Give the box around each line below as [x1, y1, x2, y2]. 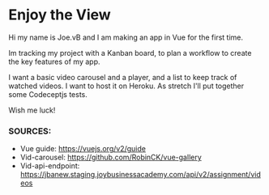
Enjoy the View [8, 6, 111, 24]
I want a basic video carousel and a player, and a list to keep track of [8, 72, 237, 82]
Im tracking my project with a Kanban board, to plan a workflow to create [8, 48, 252, 57]
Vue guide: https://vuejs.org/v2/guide [19, 144, 146, 154]
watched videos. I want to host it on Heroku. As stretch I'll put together [8, 81, 245, 91]
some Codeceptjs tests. [8, 89, 88, 99]
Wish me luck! [8, 105, 56, 115]
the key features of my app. [8, 57, 100, 66]
